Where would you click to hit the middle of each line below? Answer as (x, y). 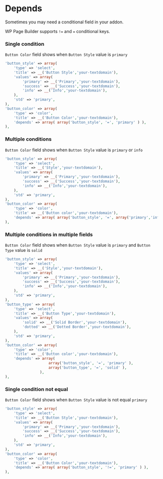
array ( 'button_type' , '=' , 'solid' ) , (88, 368)
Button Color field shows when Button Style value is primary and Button (78, 245)
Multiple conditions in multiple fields (49, 234)
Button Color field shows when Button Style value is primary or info (74, 150)
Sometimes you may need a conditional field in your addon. (64, 22)
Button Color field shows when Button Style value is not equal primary (76, 400)
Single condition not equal (37, 389)
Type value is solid (24, 250)
